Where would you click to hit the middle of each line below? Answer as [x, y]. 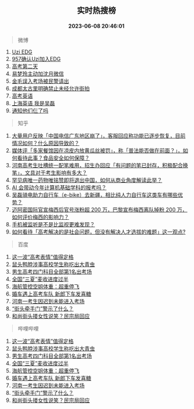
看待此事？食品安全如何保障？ [53, 158]
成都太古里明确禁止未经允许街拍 [51, 88]
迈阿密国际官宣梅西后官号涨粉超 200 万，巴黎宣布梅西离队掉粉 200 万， [99, 209]
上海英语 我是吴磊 [33, 103]
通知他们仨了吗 [30, 111]
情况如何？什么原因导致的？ [46, 143]
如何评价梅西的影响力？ [40, 217]
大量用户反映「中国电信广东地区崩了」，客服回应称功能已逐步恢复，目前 [98, 135]
